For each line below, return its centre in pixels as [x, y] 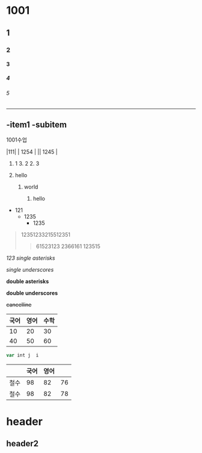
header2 [23, 443]
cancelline [19, 305]
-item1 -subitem [37, 125]
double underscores [32, 293]
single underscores [30, 270]
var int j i [23, 355]
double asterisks [28, 281]
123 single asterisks [31, 258]
